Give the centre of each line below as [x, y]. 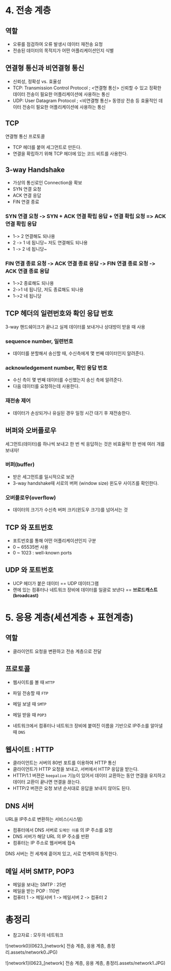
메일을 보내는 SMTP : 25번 [39, 885]
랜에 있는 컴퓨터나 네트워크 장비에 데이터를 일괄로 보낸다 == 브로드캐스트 [85, 590]
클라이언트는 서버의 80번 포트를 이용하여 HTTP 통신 [64, 763]
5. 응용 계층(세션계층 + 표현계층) [69, 617]
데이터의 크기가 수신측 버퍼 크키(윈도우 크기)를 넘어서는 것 [70, 510]
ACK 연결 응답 [27, 196]
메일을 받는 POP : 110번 [36, 891]
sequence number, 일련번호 [39, 341]
